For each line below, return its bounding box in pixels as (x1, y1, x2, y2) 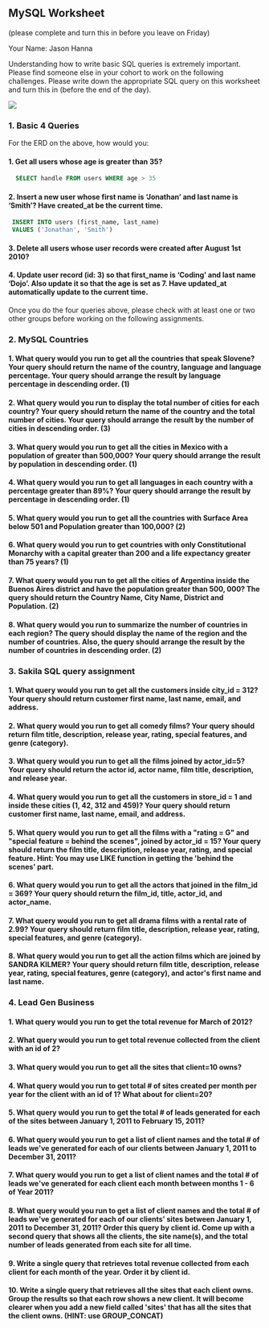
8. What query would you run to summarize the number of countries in (8, 619, 248, 629)
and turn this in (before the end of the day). (8, 85, 152, 94)
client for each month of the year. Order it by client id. (8, 1267, 191, 1276)
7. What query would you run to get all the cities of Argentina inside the (8, 576, 251, 585)
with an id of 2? (8, 1044, 61, 1053)
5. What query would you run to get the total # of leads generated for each (8, 1107, 261, 1118)
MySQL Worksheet (8, 6, 105, 20)
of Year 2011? (8, 1187, 54, 1197)
